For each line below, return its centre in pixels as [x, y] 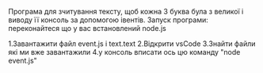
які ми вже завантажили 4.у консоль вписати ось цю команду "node [124, 52]
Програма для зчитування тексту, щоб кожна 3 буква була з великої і [126, 12]
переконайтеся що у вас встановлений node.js [87, 28]
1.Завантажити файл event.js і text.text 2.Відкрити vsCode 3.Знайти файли [132, 44]
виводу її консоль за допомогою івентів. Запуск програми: [108, 20]
